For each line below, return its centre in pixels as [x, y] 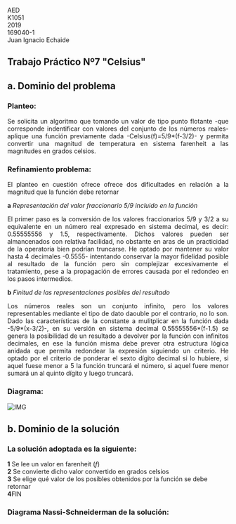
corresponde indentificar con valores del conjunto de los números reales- [118, 129]
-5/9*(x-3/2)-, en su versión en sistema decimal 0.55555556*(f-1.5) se [118, 329]
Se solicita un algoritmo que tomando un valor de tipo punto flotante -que [118, 122]
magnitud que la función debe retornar [63, 192]
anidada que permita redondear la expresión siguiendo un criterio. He [118, 351]
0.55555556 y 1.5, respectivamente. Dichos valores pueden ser [118, 234]
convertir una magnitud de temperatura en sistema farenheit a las [118, 144]
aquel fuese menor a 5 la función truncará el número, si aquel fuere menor [118, 366]
